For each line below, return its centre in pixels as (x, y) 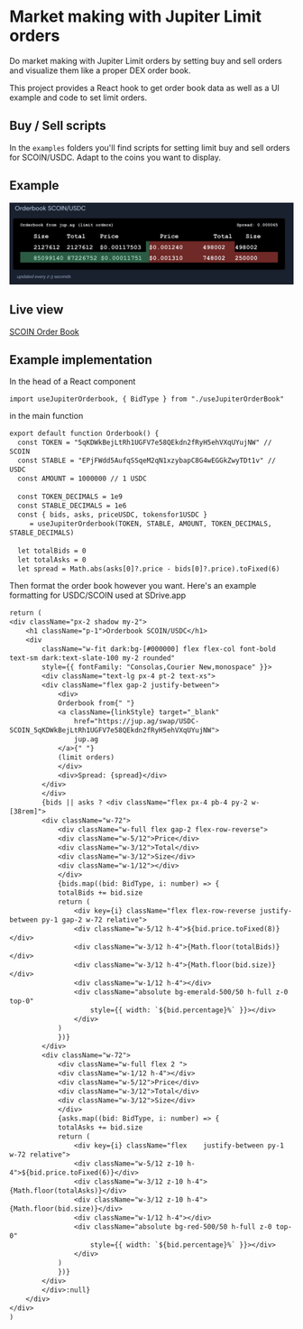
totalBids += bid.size (100, 893)
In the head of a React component (73, 382)
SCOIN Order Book (44, 331)
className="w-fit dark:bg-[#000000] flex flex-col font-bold (159, 649)
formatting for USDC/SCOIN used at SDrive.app (98, 595)
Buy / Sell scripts (58, 126)
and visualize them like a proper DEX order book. (100, 70)
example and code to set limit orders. (78, 98)
